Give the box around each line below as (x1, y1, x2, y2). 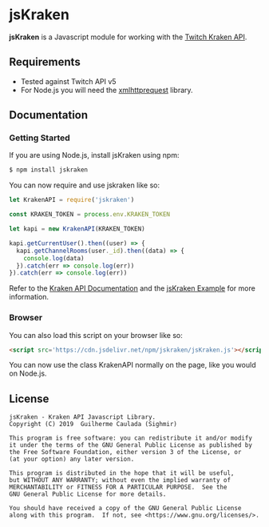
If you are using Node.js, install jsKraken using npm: (9, 151, 180, 160)
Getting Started (9, 132, 70, 143)
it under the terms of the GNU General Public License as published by (9, 441, 252, 449)
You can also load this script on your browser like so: (9, 330, 183, 340)
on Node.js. (9, 368, 47, 378)
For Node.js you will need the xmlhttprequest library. (20, 85, 194, 95)
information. (9, 292, 49, 302)
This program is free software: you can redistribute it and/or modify (9, 434, 252, 442)
